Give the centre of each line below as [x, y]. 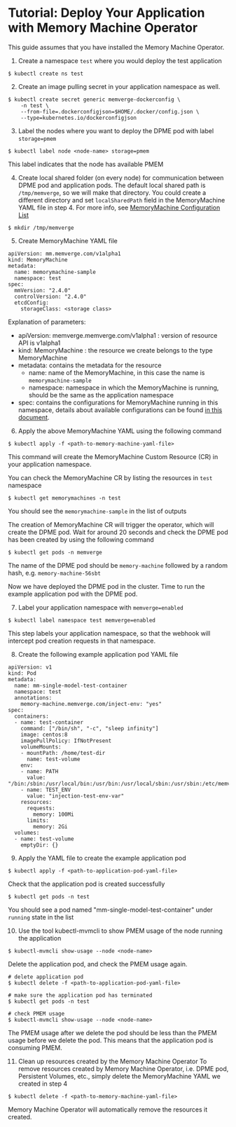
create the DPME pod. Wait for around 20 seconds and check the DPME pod [118, 532]
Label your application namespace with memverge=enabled [101, 607]
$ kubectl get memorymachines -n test [64, 498]
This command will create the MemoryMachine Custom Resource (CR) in [113, 456]
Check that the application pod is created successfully [86, 884]
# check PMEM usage [36, 1013]
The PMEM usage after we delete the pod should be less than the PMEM [112, 1032]
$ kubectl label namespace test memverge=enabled [82, 620]
